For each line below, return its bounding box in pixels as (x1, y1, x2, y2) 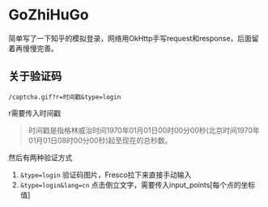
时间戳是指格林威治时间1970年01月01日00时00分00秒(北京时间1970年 (28, 125, 261, 135)
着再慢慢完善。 (8, 43, 58, 53)
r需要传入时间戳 (8, 108, 62, 118)
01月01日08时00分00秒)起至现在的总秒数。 (28, 135, 172, 145)
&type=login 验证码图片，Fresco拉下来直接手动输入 (19, 170, 192, 180)
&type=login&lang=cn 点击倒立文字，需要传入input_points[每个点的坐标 (19, 180, 256, 189)
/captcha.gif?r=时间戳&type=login (8, 93, 121, 101)
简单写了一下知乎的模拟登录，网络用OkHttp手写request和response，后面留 (8, 33, 259, 43)
